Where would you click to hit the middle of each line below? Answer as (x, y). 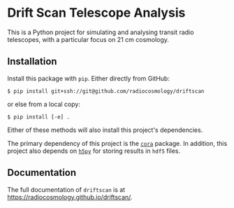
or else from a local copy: (44, 104)
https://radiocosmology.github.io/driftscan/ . (70, 197)
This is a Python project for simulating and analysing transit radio (101, 32)
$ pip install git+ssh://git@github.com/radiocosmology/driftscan (106, 91)
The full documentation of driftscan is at (66, 189)
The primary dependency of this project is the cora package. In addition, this (117, 143)
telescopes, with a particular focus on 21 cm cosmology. (88, 39)
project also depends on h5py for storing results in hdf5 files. (94, 151)
